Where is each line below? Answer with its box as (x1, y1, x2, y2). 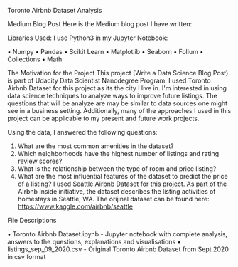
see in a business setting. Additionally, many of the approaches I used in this (7, 107, 232, 115)
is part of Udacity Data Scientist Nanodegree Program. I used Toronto (7, 76, 211, 85)
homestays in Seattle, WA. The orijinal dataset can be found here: (17, 195, 210, 203)
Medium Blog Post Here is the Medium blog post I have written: (7, 20, 193, 28)
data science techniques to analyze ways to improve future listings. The (7, 92, 218, 100)
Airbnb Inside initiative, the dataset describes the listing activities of (17, 187, 216, 195)
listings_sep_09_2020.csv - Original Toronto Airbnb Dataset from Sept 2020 (7, 245, 229, 253)
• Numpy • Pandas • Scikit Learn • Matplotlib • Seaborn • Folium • (7, 48, 204, 56)
